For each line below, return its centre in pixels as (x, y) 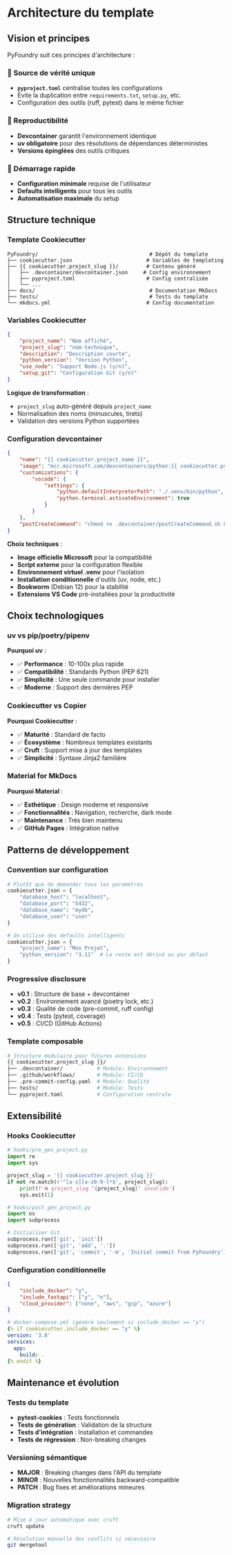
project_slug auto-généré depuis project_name (84, 406)
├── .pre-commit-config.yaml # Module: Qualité (78, 1082)
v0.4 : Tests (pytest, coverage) (61, 1016)
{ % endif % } (24, 1361)
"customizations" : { (49, 473)
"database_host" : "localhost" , (65, 897)
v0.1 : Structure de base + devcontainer (73, 994)
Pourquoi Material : (35, 791)
